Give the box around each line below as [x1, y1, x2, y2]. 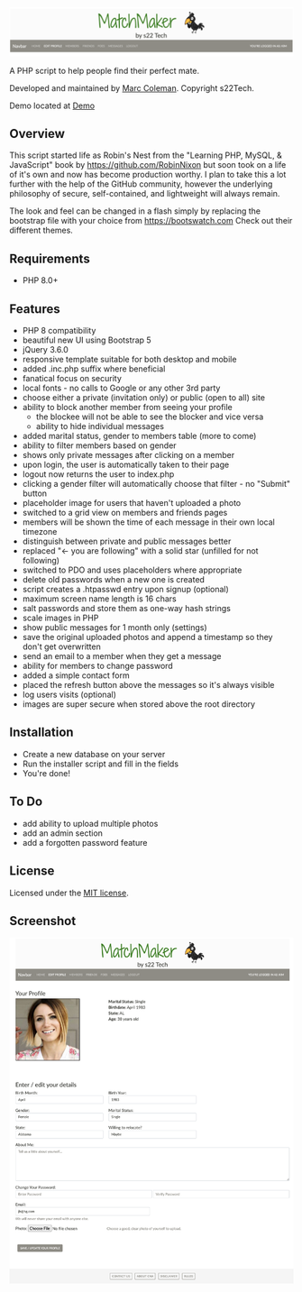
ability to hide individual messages [35, 421, 165, 432]
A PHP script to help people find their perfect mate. [9, 65, 200, 76]
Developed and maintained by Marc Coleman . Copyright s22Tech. [9, 82, 255, 93]
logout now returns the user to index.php [22, 469, 175, 480]
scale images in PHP [22, 612, 99, 624]
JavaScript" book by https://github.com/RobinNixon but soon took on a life [9, 160, 287, 170]
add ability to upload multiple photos [22, 818, 159, 829]
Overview [9, 126, 66, 142]
